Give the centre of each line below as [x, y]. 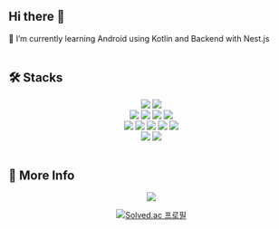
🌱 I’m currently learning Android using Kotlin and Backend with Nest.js [139, 38]
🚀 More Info [42, 176]
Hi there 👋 [37, 17]
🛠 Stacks [36, 78]
